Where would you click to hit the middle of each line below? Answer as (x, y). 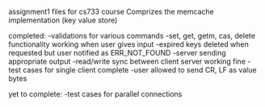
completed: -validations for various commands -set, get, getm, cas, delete (132, 36)
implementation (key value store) (63, 20)
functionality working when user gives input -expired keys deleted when (128, 44)
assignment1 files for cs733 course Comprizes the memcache (111, 12)
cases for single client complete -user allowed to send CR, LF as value (140, 70)
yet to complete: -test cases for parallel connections (95, 94)
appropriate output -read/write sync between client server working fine (127, 61)
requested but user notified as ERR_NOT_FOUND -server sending (117, 53)
